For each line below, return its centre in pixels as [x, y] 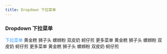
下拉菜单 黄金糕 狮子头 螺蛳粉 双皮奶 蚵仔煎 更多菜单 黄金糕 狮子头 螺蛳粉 [81, 40]
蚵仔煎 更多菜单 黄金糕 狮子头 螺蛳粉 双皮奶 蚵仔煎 [67, 46]
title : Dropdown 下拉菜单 [31, 10]
